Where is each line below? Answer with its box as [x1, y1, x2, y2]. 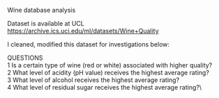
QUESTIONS [7, 54, 43, 62]
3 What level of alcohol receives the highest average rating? [7, 76, 180, 84]
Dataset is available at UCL [7, 19, 85, 27]
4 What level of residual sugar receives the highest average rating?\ [7, 83, 202, 91]
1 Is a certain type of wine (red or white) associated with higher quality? [7, 61, 213, 69]
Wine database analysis [7, 6, 76, 14]
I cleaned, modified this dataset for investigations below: [7, 40, 169, 48]
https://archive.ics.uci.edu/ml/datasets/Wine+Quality [7, 27, 159, 35]
